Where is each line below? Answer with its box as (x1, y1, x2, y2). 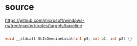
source (5, 1, 34, 13)
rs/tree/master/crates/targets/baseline (5, 22, 82, 28)
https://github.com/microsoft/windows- (5, 17, 85, 23)
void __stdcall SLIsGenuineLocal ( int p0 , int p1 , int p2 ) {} (5, 36, 133, 41)
